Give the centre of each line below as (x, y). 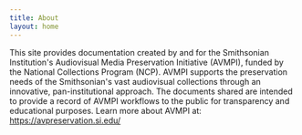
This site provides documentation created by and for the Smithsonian (139, 52)
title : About (34, 18)
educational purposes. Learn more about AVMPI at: (106, 110)
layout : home (34, 26)
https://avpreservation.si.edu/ (65, 120)
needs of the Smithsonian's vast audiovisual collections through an (135, 81)
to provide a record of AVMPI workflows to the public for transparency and (150, 100)
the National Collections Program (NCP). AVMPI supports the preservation (149, 72)
